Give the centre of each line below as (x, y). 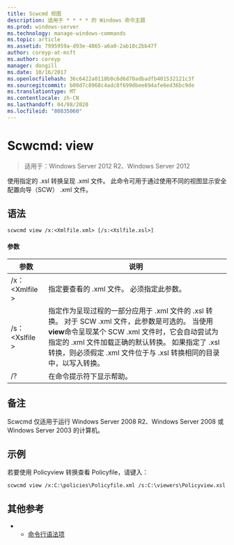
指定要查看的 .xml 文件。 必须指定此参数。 (117, 289)
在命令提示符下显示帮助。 (90, 376)
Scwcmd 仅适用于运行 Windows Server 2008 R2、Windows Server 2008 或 (116, 421)
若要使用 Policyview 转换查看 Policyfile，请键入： (78, 472)
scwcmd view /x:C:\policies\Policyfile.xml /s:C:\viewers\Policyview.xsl (117, 486)
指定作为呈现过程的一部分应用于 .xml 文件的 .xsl (126, 310)
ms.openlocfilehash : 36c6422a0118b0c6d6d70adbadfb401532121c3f (101, 79)
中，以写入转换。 (76, 363)
